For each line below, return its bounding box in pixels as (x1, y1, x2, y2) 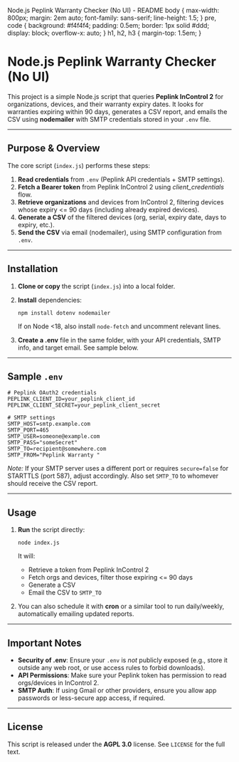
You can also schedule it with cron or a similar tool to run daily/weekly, (17, 602, 225, 611)
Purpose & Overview (7, 142, 100, 155)
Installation (7, 263, 58, 275)
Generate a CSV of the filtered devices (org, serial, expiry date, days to (17, 213, 227, 221)
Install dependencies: (17, 296, 82, 304)
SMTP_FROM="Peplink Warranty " (7, 452, 100, 459)
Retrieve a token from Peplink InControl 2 (28, 565, 149, 574)
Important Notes (7, 637, 82, 649)
